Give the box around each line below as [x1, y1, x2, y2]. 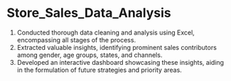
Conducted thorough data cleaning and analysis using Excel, [16, 28, 195, 37]
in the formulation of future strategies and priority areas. [16, 66, 182, 74]
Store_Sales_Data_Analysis [6, 5, 171, 21]
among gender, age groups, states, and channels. [16, 51, 163, 59]
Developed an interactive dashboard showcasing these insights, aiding [16, 58, 225, 66]
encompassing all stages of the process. [16, 35, 136, 44]
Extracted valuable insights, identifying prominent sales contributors [16, 43, 217, 51]
